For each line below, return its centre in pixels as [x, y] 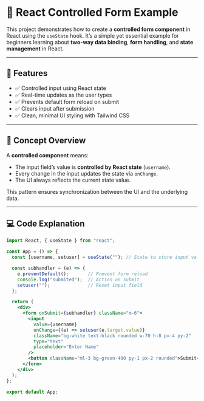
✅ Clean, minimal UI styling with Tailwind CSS [72, 115]
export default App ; [32, 392]
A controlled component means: [48, 155]
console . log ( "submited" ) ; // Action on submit [78, 279]
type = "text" [48, 341]
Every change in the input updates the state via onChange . [86, 173]
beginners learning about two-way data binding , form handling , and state [100, 42]
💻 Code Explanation [46, 223]
